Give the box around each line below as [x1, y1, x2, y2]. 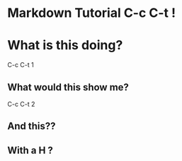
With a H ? [7, 144, 53, 156]
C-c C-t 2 [7, 100, 35, 108]
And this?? [7, 120, 56, 132]
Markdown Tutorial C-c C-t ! [7, 5, 176, 21]
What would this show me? [7, 81, 130, 93]
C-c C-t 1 [7, 61, 34, 69]
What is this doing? [7, 37, 123, 54]
